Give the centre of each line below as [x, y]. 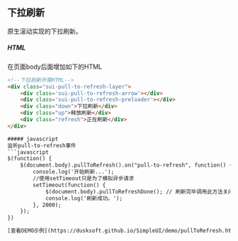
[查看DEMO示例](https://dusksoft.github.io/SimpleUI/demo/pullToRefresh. [116, 231]
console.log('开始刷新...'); [74, 172]
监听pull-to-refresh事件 [42, 145]
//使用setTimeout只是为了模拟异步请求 [84, 179]
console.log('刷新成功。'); [84, 198]
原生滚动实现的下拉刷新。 [45, 31]
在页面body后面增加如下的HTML [55, 67]
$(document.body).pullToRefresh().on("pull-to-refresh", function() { [126, 165]
